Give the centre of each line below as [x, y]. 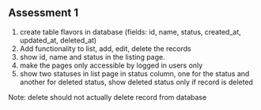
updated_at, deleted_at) [58, 40]
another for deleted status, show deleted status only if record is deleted [136, 82]
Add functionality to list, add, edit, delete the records [105, 48]
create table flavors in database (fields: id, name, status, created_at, [130, 31]
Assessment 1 [43, 13]
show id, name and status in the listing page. [93, 57]
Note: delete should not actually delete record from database [108, 97]
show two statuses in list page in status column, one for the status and [134, 73]
